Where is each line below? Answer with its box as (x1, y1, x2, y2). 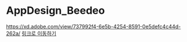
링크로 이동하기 (21, 30, 57, 37)
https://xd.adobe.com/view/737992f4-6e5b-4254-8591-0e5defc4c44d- (6, 23, 181, 30)
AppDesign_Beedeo (6, 4, 106, 17)
